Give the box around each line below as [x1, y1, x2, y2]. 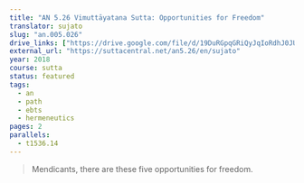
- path [17, 96, 43, 106]
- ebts [17, 105, 43, 114]
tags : [9, 80, 30, 89]
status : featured [9, 72, 75, 81]
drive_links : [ [9, 38, 67, 48]
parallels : [9, 131, 51, 140]
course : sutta [9, 64, 63, 73]
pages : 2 [9, 123, 43, 132]
